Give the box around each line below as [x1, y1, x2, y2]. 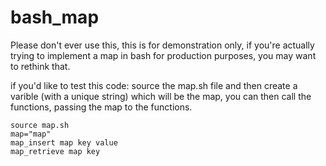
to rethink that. [10, 60, 71, 72]
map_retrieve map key [10, 146, 101, 156]
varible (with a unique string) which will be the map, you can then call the [10, 90, 312, 102]
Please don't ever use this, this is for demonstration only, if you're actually [10, 39, 315, 51]
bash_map [10, 6, 100, 29]
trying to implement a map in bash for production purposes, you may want [10, 49, 317, 61]
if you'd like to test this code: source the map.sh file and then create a [10, 79, 298, 91]
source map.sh [10, 120, 70, 130]
